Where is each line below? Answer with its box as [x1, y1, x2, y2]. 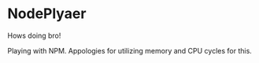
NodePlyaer [7, 5, 87, 23]
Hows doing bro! [7, 31, 61, 40]
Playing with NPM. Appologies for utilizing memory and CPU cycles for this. [7, 46, 253, 55]
